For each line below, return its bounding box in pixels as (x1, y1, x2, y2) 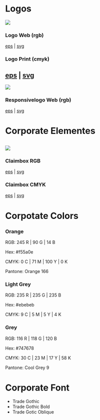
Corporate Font (5, 382, 70, 393)
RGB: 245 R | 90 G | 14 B (5, 239, 55, 245)
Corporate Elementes (5, 125, 96, 136)
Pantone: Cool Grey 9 (5, 364, 49, 370)
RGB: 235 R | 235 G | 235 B (5, 292, 61, 298)
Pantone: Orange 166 (5, 268, 49, 274)
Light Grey (5, 280, 31, 287)
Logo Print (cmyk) (5, 55, 50, 62)
